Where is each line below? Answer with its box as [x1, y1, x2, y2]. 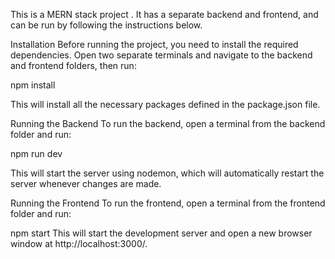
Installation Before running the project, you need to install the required [10, 39, 299, 50]
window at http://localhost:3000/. [10, 238, 148, 249]
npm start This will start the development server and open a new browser [10, 227, 313, 239]
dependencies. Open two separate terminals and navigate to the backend [10, 49, 313, 61]
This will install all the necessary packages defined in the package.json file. [10, 99, 321, 110]
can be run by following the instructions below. [10, 19, 203, 31]
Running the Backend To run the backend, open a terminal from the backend [10, 118, 326, 129]
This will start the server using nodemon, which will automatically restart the [10, 167, 325, 179]
